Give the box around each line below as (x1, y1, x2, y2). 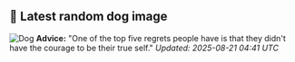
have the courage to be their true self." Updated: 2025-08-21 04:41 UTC (9, 42, 280, 53)
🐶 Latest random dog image (9, 9, 168, 24)
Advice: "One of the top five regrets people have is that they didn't (35, 32, 286, 43)
